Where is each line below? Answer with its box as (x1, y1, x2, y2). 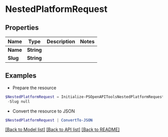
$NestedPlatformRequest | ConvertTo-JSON (5, 118, 93, 123)
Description (46, 38, 75, 45)
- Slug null (7, 99, 30, 104)
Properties (5, 23, 39, 32)
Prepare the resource (12, 85, 56, 91)
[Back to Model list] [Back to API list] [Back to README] (5, 127, 120, 133)
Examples (5, 71, 36, 80)
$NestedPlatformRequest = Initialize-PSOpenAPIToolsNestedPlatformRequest (5, 94, 164, 99)
